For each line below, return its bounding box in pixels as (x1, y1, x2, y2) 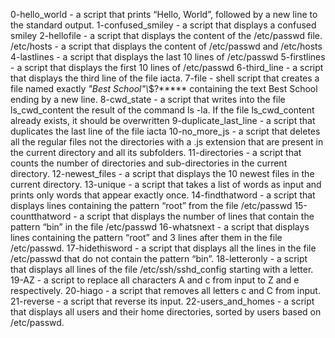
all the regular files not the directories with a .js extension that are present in (10, 136, 324, 148)
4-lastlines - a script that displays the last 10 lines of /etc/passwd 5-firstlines (10, 51, 326, 63)
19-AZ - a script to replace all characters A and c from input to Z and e (10, 274, 300, 286)
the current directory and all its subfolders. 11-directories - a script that (10, 147, 302, 158)
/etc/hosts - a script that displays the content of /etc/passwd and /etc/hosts (10, 40, 323, 52)
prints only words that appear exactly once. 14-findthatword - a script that (10, 189, 316, 201)
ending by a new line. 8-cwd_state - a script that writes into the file (10, 94, 286, 105)
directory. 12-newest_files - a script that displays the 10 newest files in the (10, 168, 315, 179)
